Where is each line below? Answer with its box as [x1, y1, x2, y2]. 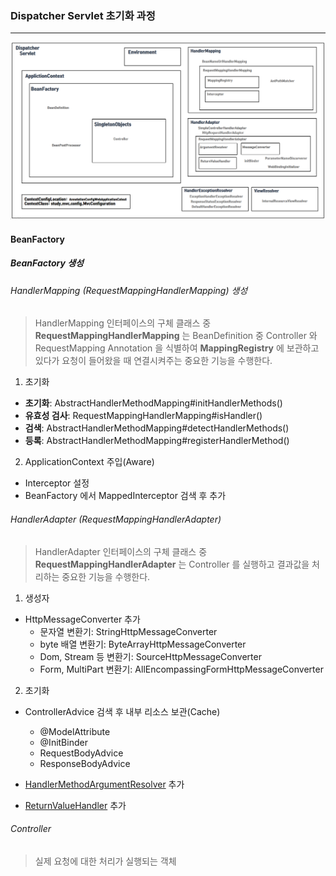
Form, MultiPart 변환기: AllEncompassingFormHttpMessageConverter [39, 663, 324, 675]
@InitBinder [39, 736, 88, 748]
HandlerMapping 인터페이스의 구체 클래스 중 [34, 317, 212, 329]
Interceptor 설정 [24, 477, 90, 489]
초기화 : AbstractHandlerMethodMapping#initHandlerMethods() [24, 397, 283, 409]
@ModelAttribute [39, 725, 111, 737]
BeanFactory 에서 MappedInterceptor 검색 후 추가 [24, 490, 227, 502]
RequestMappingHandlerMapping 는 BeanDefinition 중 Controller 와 [34, 330, 318, 342]
